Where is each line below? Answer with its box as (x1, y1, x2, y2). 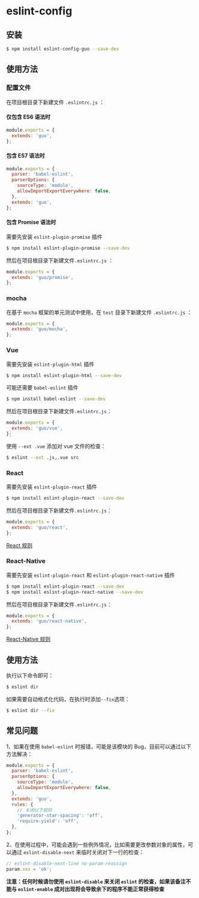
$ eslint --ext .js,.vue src (6, 454, 79, 461)
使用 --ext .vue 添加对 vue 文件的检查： (6, 442, 106, 449)
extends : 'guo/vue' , (11, 425, 63, 431)
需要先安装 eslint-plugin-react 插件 (6, 483, 97, 491)
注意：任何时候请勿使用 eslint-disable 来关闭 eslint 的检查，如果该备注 (6, 878, 186, 885)
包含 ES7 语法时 (6, 152, 45, 159)
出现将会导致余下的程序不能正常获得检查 (64, 885, 165, 893)
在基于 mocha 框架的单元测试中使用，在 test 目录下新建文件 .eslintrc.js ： (6, 309, 192, 316)
